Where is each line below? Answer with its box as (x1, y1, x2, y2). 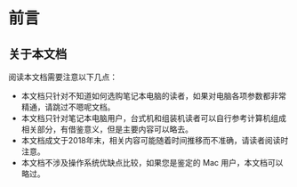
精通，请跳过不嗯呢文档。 (20, 102, 116, 112)
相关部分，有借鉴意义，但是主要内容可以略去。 (20, 124, 193, 134)
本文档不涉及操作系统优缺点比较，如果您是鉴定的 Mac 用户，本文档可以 (20, 158, 284, 167)
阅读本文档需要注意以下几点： (8, 72, 117, 82)
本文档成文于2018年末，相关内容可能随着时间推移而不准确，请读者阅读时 (20, 135, 289, 145)
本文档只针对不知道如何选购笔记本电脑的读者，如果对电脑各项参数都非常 (20, 91, 286, 101)
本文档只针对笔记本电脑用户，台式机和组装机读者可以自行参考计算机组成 (20, 113, 286, 123)
